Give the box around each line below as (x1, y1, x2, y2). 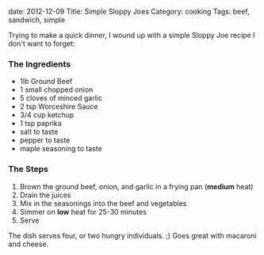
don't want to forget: (8, 39, 75, 48)
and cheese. (8, 239, 49, 249)
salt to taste (19, 127, 59, 137)
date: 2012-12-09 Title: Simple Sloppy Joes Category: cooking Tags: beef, (8, 7, 250, 16)
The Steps (8, 164, 49, 175)
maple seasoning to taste (19, 144, 103, 154)
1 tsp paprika (19, 119, 62, 128)
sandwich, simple (8, 15, 66, 25)
